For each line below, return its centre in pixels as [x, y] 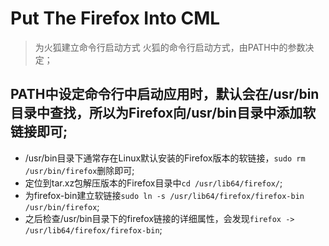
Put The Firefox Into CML [115, 18]
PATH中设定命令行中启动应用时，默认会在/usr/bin [165, 94]
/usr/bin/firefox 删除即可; [79, 170]
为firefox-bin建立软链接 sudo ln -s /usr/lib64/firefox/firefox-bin [164, 195]
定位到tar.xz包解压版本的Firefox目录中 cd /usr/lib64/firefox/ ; [153, 183]
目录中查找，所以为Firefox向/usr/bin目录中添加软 [163, 113]
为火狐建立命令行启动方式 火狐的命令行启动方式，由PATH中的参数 [170, 47]
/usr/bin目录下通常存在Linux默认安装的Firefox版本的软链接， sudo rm [165, 158]
